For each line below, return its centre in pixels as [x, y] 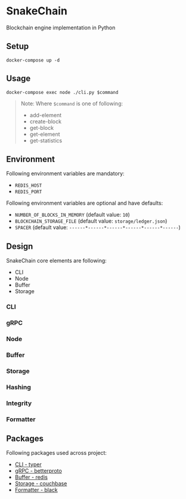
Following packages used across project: [57, 453]
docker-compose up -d [33, 60]
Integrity [19, 403]
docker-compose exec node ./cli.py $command [62, 92]
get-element [45, 134]
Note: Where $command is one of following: [72, 104]
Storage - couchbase [41, 483]
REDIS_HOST [28, 186]
